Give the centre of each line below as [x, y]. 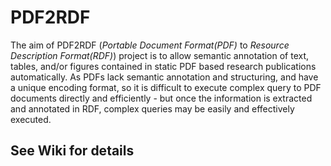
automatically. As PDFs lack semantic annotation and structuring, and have [164, 77]
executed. [31, 119]
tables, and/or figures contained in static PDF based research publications [163, 66]
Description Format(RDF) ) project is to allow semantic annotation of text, [160, 55]
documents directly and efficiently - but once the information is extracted [161, 98]
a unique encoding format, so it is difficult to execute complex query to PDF [166, 87]
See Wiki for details [72, 151]
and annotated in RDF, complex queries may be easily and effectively [152, 108]
